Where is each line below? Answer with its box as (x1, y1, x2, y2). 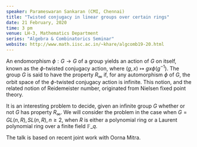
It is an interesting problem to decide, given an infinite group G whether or (6, 102, 185, 109)
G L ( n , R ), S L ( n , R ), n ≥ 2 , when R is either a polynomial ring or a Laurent (6, 116, 178, 123)
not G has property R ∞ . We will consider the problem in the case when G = (6, 109, 187, 118)
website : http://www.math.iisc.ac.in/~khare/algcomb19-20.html (6, 42, 165, 48)
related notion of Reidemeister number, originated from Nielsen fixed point (6, 85, 186, 92)
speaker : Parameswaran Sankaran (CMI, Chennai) (6, 8, 125, 15)
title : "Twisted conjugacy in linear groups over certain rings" (6, 14, 169, 20)
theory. (6, 91, 24, 98)
